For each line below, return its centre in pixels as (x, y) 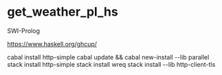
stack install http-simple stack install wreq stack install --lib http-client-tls (111, 64)
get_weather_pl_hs (63, 12)
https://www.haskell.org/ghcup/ (52, 44)
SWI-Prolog (23, 31)
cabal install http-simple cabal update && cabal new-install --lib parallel (108, 57)
